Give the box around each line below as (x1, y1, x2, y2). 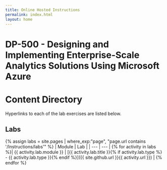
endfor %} (5, 160, 27, 166)
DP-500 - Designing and (5, 38, 109, 50)
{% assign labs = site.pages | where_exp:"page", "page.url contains (5, 138, 146, 144)
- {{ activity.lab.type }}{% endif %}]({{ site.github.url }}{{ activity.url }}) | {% (5, 154, 162, 160)
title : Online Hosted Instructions (5, 7, 80, 13)
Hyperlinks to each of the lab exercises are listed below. (5, 110, 122, 117)
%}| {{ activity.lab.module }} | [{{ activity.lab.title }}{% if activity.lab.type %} (5, 149, 162, 155)
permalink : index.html (5, 12, 53, 17)
